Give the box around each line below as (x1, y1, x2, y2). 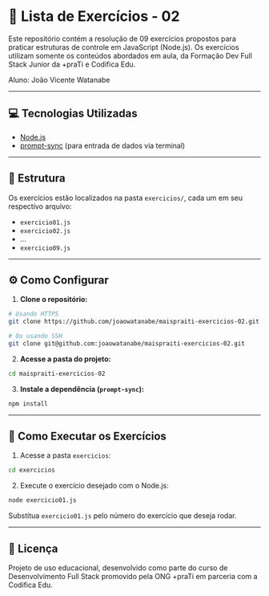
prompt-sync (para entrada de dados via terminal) (19, 141, 186, 150)
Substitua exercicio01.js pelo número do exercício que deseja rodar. (8, 511, 237, 520)
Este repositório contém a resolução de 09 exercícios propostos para (8, 34, 236, 43)
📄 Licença (8, 541, 58, 555)
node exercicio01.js (8, 496, 78, 504)
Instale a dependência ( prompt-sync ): (19, 384, 144, 394)
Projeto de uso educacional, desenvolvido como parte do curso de (8, 563, 228, 573)
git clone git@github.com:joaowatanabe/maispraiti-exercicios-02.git (8, 340, 246, 348)
